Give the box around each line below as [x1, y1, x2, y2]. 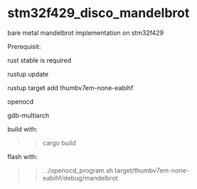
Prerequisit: [7, 42, 41, 50]
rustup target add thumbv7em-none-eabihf [7, 83, 134, 92]
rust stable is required [7, 55, 72, 65]
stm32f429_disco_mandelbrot [7, 5, 190, 21]
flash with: [7, 152, 38, 161]
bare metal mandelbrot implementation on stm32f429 [7, 28, 164, 37]
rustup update [7, 70, 49, 78]
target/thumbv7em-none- [115, 166, 190, 175]
